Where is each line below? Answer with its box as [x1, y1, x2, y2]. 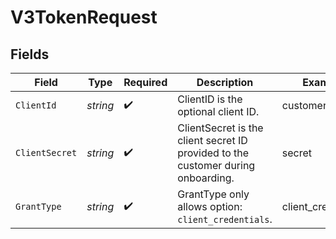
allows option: [177, 200, 243, 213]
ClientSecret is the [177, 121, 264, 135]
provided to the [177, 146, 250, 160]
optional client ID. [177, 105, 260, 118]
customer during [177, 159, 256, 172]
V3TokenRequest [10, 6, 158, 29]
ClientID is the [177, 92, 243, 106]
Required [123, 76, 168, 89]
